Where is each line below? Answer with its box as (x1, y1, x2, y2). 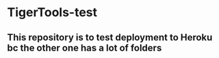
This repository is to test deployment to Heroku (7, 32, 213, 43)
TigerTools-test (7, 5, 98, 20)
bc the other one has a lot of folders (7, 42, 162, 53)
